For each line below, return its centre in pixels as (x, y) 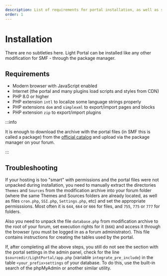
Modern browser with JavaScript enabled (55, 86)
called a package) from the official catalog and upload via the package (78, 137)
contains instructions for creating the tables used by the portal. (70, 237)
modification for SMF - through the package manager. (60, 58)
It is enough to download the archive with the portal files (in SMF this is (78, 132)
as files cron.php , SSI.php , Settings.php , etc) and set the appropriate (75, 201)
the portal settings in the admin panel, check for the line (62, 252)
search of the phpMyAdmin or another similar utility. (58, 268)
